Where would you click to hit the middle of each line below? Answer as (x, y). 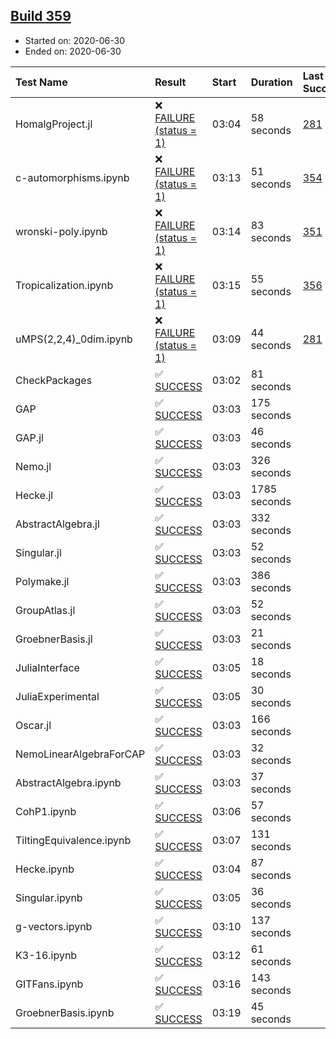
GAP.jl (29, 437)
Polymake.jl (42, 581)
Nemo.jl (33, 466)
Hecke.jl (34, 495)
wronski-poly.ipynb (61, 231)
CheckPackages (54, 380)
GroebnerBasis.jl (54, 639)
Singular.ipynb (49, 897)
